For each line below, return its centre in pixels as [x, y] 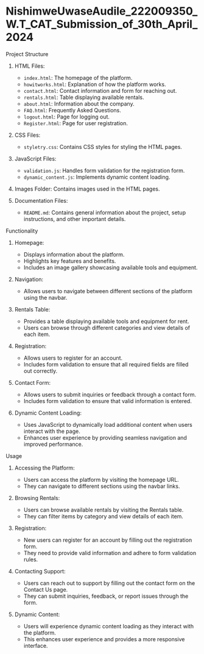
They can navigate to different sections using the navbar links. [102, 486]
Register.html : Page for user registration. [76, 123]
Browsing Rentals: [37, 498]
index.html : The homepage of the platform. [78, 78]
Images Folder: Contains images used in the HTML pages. [87, 189]
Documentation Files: [41, 200]
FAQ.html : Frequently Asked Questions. [72, 110]
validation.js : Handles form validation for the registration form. [104, 170]
